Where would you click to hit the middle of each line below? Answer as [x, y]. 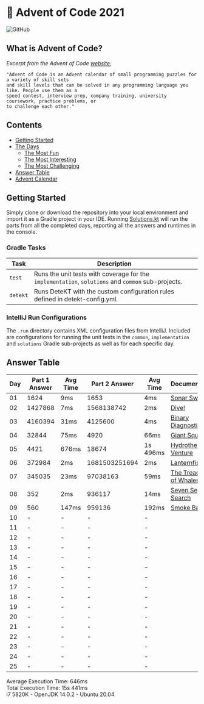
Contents [24, 125]
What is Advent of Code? [55, 48]
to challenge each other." [40, 106]
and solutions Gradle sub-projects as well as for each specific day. [90, 343]
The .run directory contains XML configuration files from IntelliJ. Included [98, 330]
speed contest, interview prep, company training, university [87, 96]
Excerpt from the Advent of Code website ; [59, 63]
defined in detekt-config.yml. [76, 299]
